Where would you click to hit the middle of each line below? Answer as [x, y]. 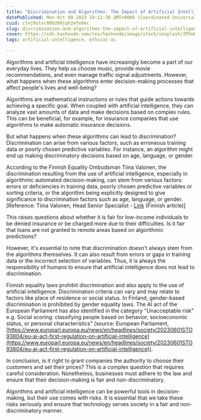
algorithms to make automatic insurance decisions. [69, 125]
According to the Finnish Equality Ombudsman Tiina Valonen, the [86, 167]
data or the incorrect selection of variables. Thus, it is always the [86, 261]
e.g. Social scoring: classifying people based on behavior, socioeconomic [97, 317]
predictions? [22, 236]
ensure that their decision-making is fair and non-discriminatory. [86, 380]
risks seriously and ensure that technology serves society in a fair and [93, 404]
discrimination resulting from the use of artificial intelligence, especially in [97, 174]
